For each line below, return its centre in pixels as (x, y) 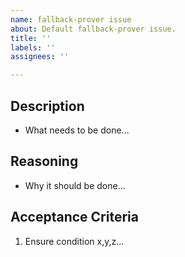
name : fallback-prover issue (71, 19)
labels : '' (33, 47)
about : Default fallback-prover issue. (93, 29)
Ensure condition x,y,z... (74, 241)
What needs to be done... (77, 130)
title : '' (31, 38)
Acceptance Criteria (74, 217)
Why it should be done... (75, 185)
